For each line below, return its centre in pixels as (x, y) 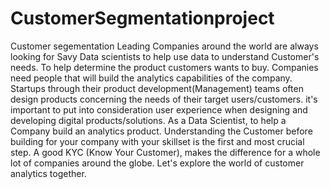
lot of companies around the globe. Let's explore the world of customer (157, 163)
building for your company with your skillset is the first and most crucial (157, 141)
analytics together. (48, 173)
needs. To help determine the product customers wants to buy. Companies (164, 67)
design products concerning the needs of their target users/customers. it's (164, 99)
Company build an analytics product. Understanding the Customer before (161, 131)
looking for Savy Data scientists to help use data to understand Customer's (165, 56)
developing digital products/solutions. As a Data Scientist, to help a (148, 120)
